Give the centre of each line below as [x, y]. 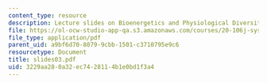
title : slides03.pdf [43, 60]
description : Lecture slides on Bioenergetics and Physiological [118, 23]
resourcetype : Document [48, 52]
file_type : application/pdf [55, 38]
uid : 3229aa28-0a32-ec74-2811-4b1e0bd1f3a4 [81, 67]
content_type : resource [48, 15]
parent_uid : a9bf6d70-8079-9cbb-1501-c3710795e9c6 [94, 45]
